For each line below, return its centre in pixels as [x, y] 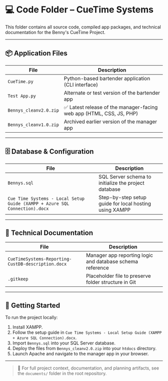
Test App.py [22, 96]
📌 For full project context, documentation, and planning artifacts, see [88, 368]
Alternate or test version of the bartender [112, 93]
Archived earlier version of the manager [110, 122]
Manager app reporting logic [119, 255]
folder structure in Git [111, 282]
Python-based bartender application [107, 78]
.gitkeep [18, 279]
